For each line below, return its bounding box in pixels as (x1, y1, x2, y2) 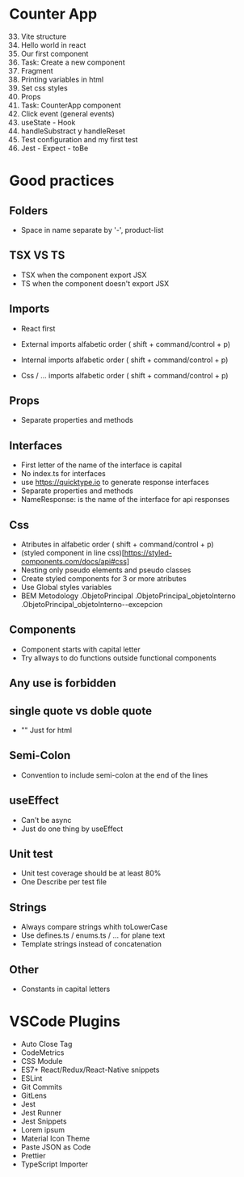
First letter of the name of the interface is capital (20, 460, 183, 470)
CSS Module (20, 1057, 63, 1066)
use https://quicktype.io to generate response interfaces (20, 478, 209, 487)
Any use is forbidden (9, 677, 116, 690)
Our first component (20, 49, 89, 58)
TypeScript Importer (20, 1159, 88, 1169)
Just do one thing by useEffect (20, 824, 124, 833)
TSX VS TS (9, 248, 65, 263)
